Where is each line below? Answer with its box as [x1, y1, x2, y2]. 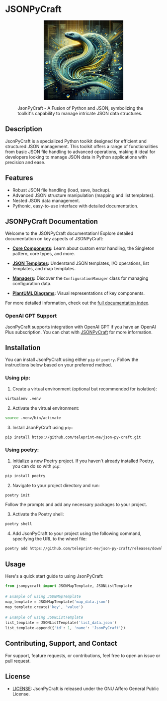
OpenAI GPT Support [5, 313, 57, 320]
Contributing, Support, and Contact [5, 639, 118, 648]
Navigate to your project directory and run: [12, 482, 100, 488]
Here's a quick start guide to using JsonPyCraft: [5, 573, 103, 579]
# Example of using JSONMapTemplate [5, 594, 81, 599]
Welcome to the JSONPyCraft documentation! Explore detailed [5, 230, 134, 236]
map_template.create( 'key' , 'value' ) [5, 604, 83, 609]
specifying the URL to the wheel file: [12, 536, 87, 542]
